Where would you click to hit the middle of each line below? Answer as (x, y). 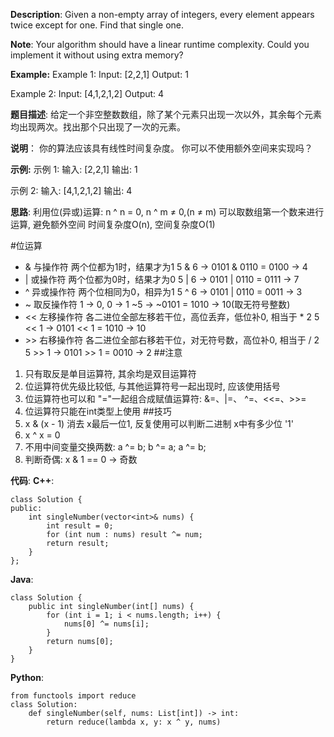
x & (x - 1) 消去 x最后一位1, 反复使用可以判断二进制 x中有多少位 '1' (159, 423)
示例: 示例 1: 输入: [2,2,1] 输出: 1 (74, 169)
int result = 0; (80, 526)
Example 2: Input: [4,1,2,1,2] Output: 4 (87, 93)
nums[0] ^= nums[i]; (106, 624)
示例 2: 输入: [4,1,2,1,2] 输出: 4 (71, 190)
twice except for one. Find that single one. (97, 25)
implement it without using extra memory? (97, 55)
